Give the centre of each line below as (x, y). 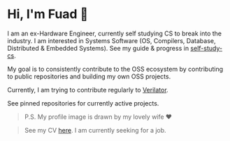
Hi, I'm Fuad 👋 (48, 14)
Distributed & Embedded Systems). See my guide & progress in (98, 48)
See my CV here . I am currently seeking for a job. (95, 130)
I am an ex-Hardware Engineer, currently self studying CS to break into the (115, 33)
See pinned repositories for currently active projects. (83, 103)
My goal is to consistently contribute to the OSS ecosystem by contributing (115, 69)
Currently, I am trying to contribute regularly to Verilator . (88, 90)
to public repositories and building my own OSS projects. (89, 76)
